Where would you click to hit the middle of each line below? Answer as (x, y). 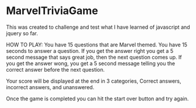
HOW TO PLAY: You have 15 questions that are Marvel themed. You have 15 (97, 45)
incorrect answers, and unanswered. (50, 87)
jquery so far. (22, 33)
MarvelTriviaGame (52, 11)
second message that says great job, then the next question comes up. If (94, 57)
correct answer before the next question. (56, 69)
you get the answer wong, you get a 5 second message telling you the (91, 63)
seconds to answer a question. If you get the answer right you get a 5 (90, 50)
